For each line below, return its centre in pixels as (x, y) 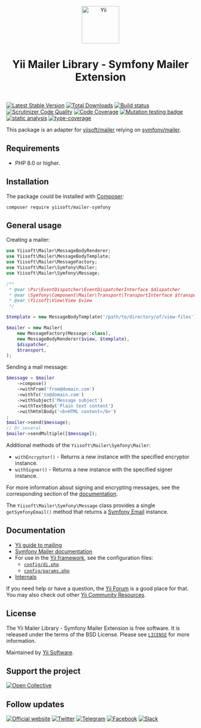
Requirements (33, 149)
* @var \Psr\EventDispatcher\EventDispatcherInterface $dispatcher (95, 289)
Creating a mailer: (28, 240)
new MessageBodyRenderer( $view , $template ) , (73, 339)
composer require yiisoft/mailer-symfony (59, 207)
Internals (26, 577)
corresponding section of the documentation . (62, 493)
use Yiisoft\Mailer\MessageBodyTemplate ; (59, 257)
